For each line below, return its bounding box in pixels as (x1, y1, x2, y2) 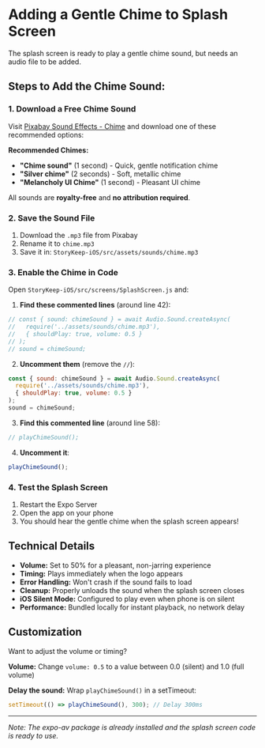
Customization (8, 625, 83, 639)
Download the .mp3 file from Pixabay (19, 230, 138, 240)
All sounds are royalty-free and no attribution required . (8, 192, 191, 202)
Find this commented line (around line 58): (19, 417, 160, 428)
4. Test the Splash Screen (8, 482, 109, 493)
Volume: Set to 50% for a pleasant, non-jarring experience (19, 560, 211, 570)
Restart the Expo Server (19, 500, 98, 509)
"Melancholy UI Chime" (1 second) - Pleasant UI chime (19, 177, 201, 187)
